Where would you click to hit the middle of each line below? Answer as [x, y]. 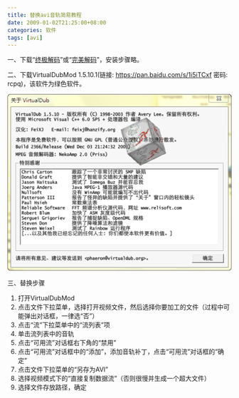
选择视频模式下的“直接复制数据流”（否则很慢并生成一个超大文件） [114, 378]
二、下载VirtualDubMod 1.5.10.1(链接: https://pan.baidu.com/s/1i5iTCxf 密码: [118, 75]
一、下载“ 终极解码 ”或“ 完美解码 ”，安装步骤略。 [75, 60]
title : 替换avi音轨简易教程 [44, 15]
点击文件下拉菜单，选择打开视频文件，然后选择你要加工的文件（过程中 [121, 307]
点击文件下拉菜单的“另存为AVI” [63, 369]
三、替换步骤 [26, 282]
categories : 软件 [32, 30]
